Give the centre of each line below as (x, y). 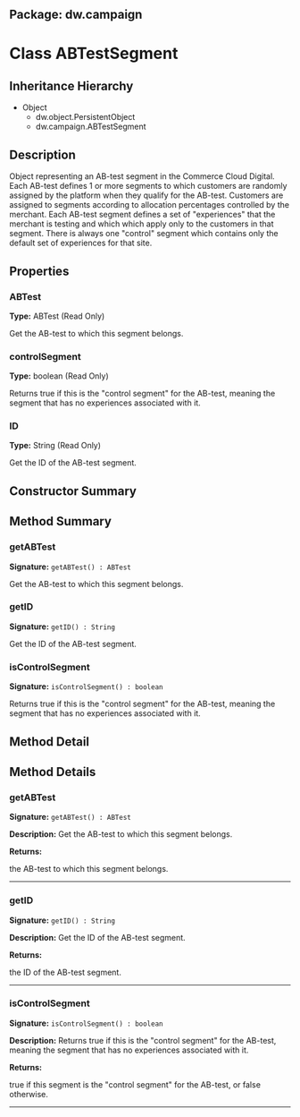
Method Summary (60, 521)
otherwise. (29, 1094)
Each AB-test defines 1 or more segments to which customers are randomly (148, 186)
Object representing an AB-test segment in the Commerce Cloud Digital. (142, 176)
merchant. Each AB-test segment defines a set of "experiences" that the (142, 215)
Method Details (53, 772)
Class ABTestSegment (94, 53)
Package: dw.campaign (76, 15)
